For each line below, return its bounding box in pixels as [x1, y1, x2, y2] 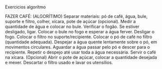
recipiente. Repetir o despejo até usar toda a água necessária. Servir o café [5, 49, 157, 55]
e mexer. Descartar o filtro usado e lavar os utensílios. [5, 60, 113, 65]
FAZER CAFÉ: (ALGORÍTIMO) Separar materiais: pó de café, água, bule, [5, 14, 148, 19]
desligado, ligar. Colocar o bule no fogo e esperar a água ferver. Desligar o [5, 29, 155, 34]
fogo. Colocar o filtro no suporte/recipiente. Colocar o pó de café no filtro [5, 34, 152, 40]
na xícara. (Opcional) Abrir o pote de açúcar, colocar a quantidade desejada [5, 55, 157, 60]
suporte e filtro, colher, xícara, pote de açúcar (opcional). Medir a [5, 19, 136, 24]
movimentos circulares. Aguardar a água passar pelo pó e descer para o [5, 44, 150, 50]
